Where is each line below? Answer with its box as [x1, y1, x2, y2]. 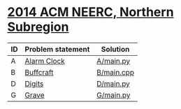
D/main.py [96, 78, 131, 88]
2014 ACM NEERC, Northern [7, 4, 174, 20]
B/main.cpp [96, 67, 135, 77]
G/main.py [96, 90, 131, 100]
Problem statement [24, 44, 90, 54]
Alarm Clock [24, 56, 65, 66]
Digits [24, 78, 44, 88]
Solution [101, 44, 130, 54]
